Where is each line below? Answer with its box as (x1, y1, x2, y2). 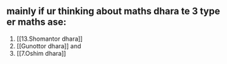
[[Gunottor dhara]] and (16, 41, 81, 50)
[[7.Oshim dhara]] (16, 49, 66, 57)
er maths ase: (6, 17, 67, 28)
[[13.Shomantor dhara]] (16, 34, 83, 43)
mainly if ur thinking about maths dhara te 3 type (6, 6, 220, 17)
